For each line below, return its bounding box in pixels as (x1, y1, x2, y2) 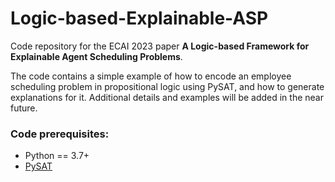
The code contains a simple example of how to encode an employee (10, 70, 292, 82)
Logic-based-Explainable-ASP (10, 7, 269, 30)
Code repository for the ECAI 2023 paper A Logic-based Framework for (10, 40, 310, 52)
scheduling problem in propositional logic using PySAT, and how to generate (10, 80, 325, 92)
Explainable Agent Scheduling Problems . (10, 50, 183, 62)
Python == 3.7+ (24, 150, 90, 162)
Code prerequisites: (10, 127, 110, 141)
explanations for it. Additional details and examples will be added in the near (10, 91, 324, 103)
